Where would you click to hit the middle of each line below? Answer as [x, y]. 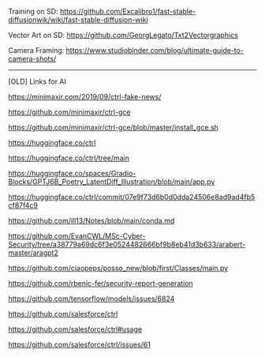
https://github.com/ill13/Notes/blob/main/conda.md [91, 221]
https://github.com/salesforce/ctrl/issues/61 [80, 344]
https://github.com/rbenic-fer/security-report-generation [101, 283]
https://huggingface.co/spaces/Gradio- [72, 173]
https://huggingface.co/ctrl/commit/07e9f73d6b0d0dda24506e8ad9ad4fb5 [132, 197]
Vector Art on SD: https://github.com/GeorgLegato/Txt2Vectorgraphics [123, 35]
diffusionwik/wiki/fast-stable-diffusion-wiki [78, 20]
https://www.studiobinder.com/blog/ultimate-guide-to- [155, 50]
